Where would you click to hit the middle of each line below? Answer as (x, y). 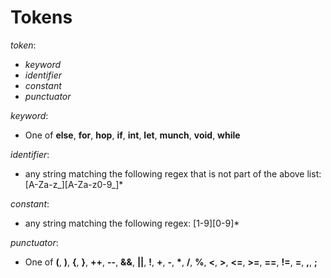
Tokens (41, 17)
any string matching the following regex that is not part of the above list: (173, 173)
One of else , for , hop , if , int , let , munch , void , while (132, 135)
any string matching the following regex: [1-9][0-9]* (132, 223)
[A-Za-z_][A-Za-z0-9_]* (74, 184)
